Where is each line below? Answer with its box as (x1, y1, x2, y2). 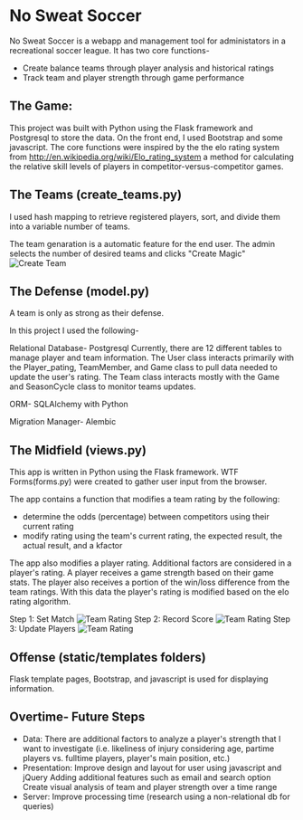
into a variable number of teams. (9, 221, 131, 232)
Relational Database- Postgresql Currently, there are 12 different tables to (9, 343, 282, 354)
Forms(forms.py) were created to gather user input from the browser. (9, 476, 268, 487)
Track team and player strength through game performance (22, 72, 245, 82)
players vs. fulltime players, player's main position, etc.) (22, 752, 231, 763)
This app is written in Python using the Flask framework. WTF (9, 467, 240, 478)
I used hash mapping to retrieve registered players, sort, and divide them (9, 211, 280, 222)
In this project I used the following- (9, 325, 139, 336)
